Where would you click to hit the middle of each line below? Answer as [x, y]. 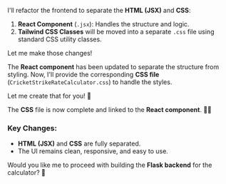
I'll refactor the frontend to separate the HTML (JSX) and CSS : [99, 10]
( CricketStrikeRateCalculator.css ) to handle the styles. [90, 82]
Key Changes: [32, 128]
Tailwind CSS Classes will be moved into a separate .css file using [116, 32]
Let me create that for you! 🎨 [49, 96]
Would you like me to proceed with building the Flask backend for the [110, 165]
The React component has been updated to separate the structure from [113, 67]
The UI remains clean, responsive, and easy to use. [93, 151]
